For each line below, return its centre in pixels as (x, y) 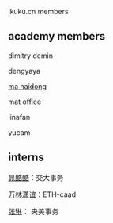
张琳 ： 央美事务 (34, 211)
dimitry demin (31, 56)
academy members (57, 36)
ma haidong (28, 86)
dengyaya (24, 71)
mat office (25, 102)
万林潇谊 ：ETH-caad (42, 194)
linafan (19, 117)
